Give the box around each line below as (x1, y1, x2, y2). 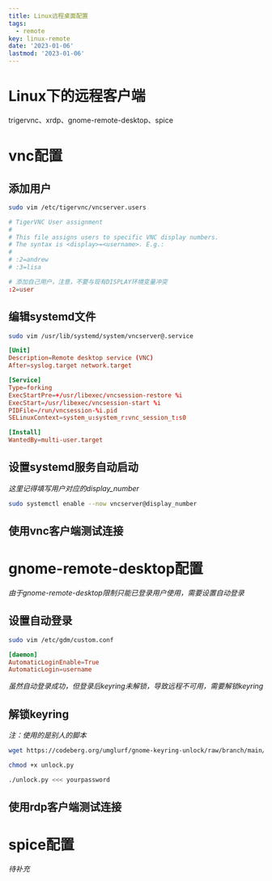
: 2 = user (8, 285, 35, 293)
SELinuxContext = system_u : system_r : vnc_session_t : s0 (8, 414, 186, 422)
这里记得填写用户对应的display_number (8, 483, 140, 493)
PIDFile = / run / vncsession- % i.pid (8, 406, 117, 414)
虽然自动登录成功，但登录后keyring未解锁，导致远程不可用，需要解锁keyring (8, 682, 264, 691)
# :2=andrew (8, 256, 49, 264)
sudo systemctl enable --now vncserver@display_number (8, 499, 198, 507)
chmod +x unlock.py (8, 761, 74, 770)
